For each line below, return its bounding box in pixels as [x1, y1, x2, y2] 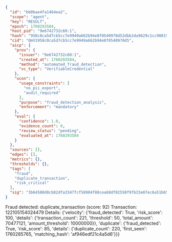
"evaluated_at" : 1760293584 [18, 133, 79, 138]
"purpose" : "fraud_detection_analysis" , [18, 100, 106, 105]
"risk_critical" [14, 180, 50, 186]
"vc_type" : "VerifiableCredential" [18, 66, 95, 71]
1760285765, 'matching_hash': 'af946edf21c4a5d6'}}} [5, 231, 120, 237]
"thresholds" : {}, [10, 161, 50, 166]
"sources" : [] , [10, 147, 42, 153]
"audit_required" [24, 90, 60, 95]
